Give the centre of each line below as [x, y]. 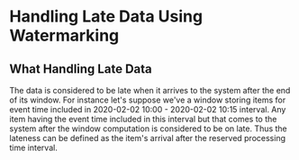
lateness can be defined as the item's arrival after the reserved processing [148, 138]
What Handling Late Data [81, 69]
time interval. [34, 147]
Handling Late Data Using [106, 17]
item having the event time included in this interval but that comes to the [143, 119]
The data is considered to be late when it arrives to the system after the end [150, 90]
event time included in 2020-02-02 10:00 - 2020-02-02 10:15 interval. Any [148, 109]
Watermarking [64, 36]
